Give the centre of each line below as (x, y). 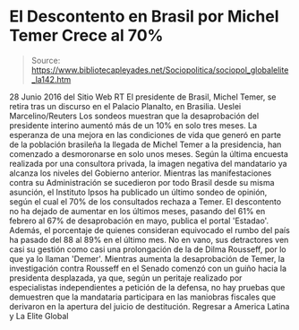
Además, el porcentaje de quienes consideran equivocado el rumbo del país (150, 230)
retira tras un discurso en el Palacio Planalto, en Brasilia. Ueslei (125, 106)
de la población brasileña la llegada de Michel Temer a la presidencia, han (145, 144)
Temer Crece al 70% (86, 35)
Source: (46, 60)
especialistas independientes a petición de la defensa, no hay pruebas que (147, 287)
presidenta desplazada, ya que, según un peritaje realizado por (126, 278)
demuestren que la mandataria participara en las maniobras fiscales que (142, 297)
